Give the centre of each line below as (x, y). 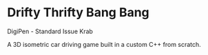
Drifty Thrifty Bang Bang (78, 13)
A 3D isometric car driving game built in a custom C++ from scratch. (104, 44)
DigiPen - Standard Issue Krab (50, 31)
